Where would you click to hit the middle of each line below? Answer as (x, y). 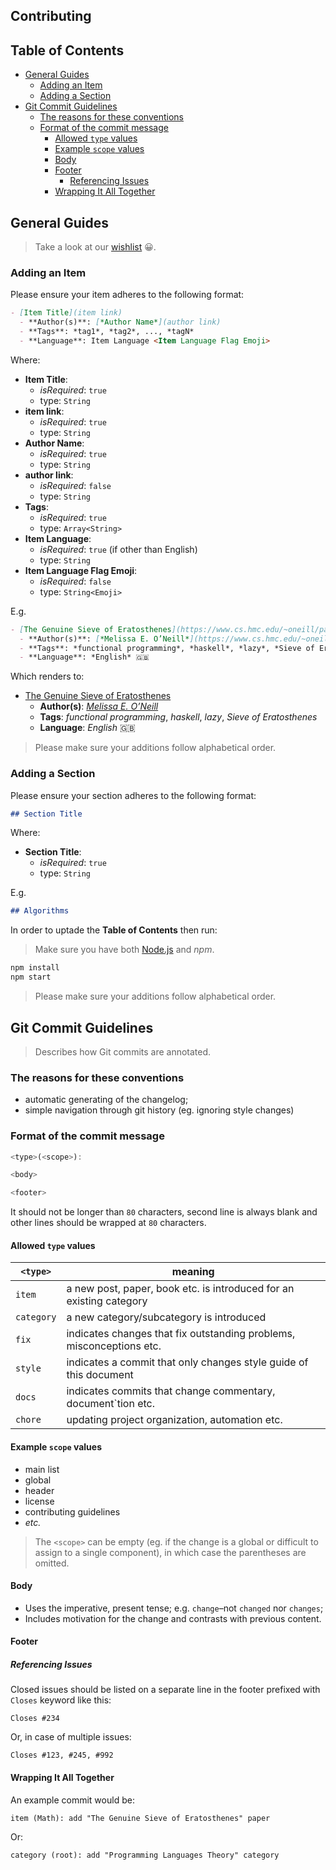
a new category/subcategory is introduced (166, 1317)
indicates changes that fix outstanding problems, (181, 1334)
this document (100, 1375)
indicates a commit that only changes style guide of (187, 1362)
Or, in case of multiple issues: (71, 1737)
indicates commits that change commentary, (171, 1391)
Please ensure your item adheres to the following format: (127, 295)
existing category (107, 1301)
